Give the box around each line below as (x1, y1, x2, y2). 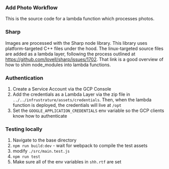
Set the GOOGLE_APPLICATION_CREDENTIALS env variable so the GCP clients (12, 107, 164, 114)
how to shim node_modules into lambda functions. (5, 62, 111, 68)
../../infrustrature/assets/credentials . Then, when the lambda (12, 96, 152, 103)
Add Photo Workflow (5, 4, 58, 11)
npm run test (12, 154, 41, 159)
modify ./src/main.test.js (12, 148, 70, 154)
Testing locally (5, 125, 43, 132)
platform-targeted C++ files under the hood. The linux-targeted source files (5, 45, 164, 51)
